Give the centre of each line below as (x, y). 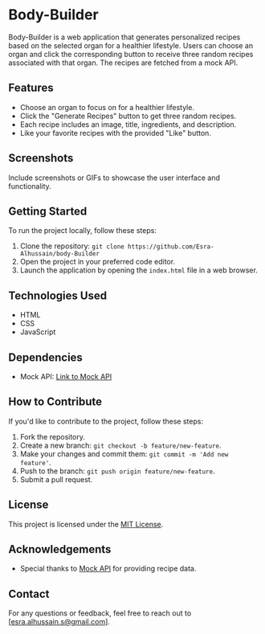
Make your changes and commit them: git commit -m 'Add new (124, 454)
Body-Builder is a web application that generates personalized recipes (124, 37)
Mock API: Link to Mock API (66, 376)
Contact (29, 593)
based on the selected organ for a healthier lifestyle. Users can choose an (131, 45)
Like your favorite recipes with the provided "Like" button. (115, 133)
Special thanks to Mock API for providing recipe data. (108, 569)
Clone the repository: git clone (72, 246)
